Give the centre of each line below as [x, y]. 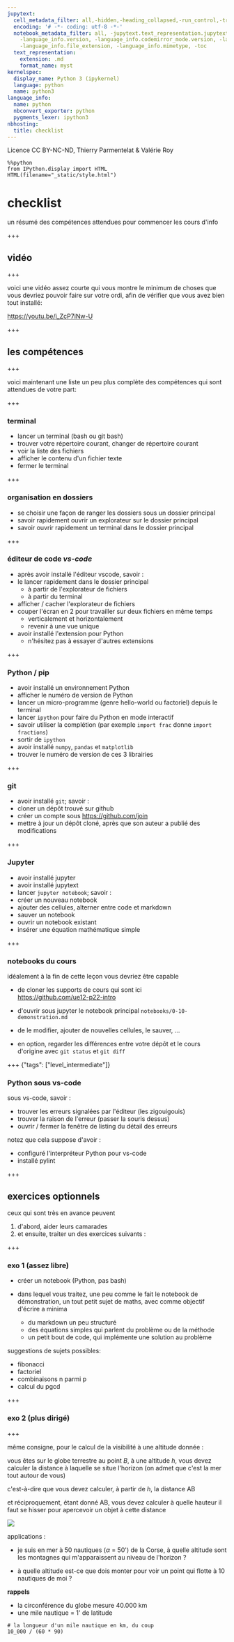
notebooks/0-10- [164, 1011]
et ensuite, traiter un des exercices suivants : [81, 1234]
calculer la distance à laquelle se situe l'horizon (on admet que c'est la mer [114, 1468]
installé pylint [36, 1161]
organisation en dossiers [50, 497]
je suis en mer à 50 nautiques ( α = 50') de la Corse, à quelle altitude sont [122, 1550]
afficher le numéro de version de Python [75, 695]
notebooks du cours [42, 961]
